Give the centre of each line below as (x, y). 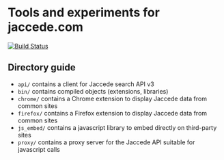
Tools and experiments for (84, 13)
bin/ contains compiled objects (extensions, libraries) (93, 91)
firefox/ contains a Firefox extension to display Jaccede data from (112, 113)
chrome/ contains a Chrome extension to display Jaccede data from (112, 98)
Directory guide (42, 67)
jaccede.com (46, 27)
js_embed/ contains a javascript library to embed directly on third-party (117, 127)
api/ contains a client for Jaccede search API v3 (86, 84)
